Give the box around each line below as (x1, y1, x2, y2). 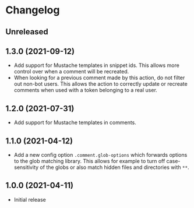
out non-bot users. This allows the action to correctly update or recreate (13, 80, 188, 87)
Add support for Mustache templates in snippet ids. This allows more (13, 62, 180, 69)
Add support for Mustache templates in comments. (13, 119, 136, 126)
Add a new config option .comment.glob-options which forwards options (13, 151, 188, 158)
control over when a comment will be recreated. (13, 68, 129, 75)
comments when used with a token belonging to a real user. (13, 87, 158, 94)
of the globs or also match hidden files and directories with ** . (40, 164, 189, 171)
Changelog (5, 3, 60, 17)
